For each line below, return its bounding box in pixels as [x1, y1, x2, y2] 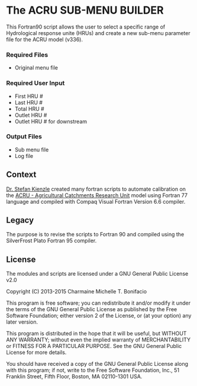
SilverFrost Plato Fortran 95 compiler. [6, 237, 97, 244]
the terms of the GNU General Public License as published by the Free [6, 306, 177, 313]
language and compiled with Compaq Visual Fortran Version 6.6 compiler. [6, 198, 186, 205]
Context [6, 170, 37, 180]
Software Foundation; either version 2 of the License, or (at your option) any [6, 312, 192, 319]
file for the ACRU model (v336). [6, 36, 83, 43]
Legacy [6, 215, 34, 226]
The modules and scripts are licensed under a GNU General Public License [6, 270, 189, 277]
